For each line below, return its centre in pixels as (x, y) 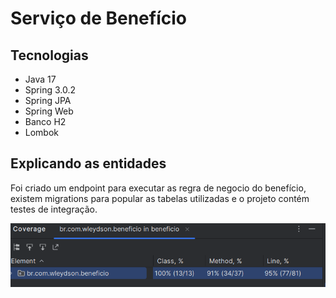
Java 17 (40, 79)
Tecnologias (49, 55)
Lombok (42, 132)
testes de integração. (54, 209)
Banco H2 (45, 121)
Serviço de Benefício (98, 18)
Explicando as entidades (88, 163)
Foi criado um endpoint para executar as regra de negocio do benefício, (158, 188)
